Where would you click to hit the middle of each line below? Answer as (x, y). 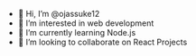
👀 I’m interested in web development (86, 23)
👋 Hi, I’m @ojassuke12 (59, 14)
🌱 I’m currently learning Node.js (77, 32)
